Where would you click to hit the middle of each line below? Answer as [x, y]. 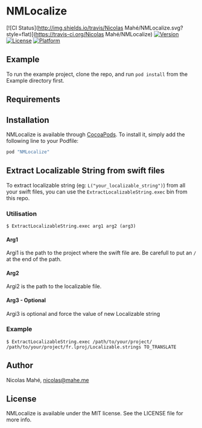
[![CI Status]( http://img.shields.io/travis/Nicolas [65, 28]
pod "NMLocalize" [28, 152]
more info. [19, 420]
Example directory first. [35, 80]
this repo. [18, 198]
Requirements [33, 100]
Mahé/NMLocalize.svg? [154, 28]
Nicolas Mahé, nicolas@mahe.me [48, 380]
